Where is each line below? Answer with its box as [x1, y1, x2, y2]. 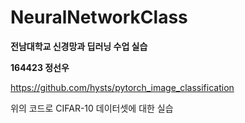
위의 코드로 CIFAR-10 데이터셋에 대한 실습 [10, 102, 174, 114]
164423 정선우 [10, 61, 70, 73]
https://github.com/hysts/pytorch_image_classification [10, 81, 235, 93]
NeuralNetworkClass [10, 6, 188, 29]
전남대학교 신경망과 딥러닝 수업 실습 [10, 40, 148, 52]
